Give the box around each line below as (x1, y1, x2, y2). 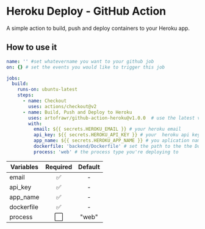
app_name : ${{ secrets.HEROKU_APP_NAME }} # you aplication (33, 137, 190, 144)
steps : (17, 92, 34, 98)
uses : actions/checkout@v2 (28, 103, 97, 109)
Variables (10, 162, 38, 171)
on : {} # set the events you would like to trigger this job (6, 64, 165, 70)
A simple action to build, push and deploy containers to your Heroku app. (6, 24, 190, 32)
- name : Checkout (22, 98, 67, 104)
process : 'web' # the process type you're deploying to (33, 148, 179, 155)
